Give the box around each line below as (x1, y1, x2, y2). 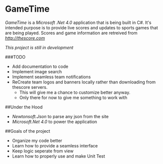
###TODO (5, 54, 26, 60)
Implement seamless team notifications (12, 74, 91, 80)
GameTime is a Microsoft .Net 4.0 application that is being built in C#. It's (5, 20, 152, 25)
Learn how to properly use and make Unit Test (12, 153, 106, 159)
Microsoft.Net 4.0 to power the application (12, 119, 97, 124)
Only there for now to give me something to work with (19, 94, 127, 101)
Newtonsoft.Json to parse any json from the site (12, 113, 109, 119)
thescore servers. (12, 84, 48, 90)
